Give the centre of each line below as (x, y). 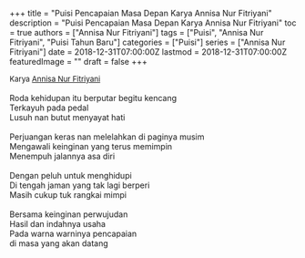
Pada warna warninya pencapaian (73, 233)
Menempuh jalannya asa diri (62, 156)
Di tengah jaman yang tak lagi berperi (80, 185)
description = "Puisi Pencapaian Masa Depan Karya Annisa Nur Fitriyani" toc (153, 23)
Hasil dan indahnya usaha (58, 224)
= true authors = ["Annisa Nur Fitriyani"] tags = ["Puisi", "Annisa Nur (137, 32)
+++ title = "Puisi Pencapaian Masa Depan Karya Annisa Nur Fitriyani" (141, 13)
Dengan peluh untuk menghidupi (71, 175)
